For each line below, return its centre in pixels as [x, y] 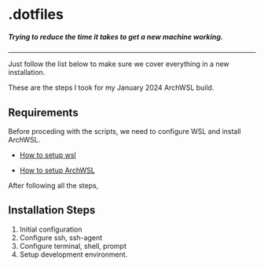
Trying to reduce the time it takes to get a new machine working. [116, 36]
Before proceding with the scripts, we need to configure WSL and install [125, 131]
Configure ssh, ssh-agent [61, 237]
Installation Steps [52, 210]
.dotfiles [36, 15]
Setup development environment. [73, 254]
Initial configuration [51, 229]
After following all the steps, [53, 185]
